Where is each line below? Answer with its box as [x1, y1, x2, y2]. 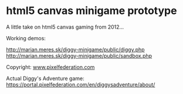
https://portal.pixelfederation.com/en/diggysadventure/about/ [6, 81, 155, 88]
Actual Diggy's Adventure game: [6, 75, 84, 82]
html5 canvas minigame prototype [6, 4, 177, 18]
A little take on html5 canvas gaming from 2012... [6, 23, 124, 30]
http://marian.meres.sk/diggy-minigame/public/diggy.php [6, 46, 145, 53]
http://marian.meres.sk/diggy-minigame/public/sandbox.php [6, 52, 152, 59]
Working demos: [6, 34, 46, 41]
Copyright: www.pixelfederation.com [6, 63, 95, 71]
